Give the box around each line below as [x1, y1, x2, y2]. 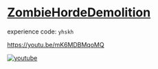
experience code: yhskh [7, 27, 74, 36]
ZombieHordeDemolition [7, 5, 151, 20]
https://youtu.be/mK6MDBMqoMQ [7, 40, 104, 49]
